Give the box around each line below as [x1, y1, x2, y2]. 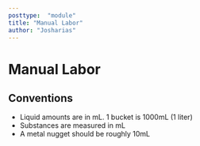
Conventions [8, 92, 74, 105]
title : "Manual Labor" [8, 19, 83, 27]
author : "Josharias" [8, 26, 77, 34]
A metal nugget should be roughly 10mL [19, 129, 151, 139]
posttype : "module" [8, 11, 77, 20]
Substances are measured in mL [19, 121, 125, 130]
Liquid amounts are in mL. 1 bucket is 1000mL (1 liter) [19, 112, 193, 122]
